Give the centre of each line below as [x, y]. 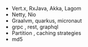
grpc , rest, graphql [35, 27]
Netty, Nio [24, 15]
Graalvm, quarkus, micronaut [47, 21]
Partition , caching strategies [46, 33]
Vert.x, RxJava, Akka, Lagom [46, 8]
